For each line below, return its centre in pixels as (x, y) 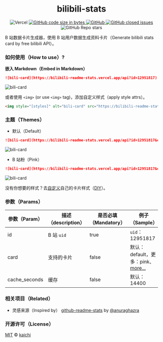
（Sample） (144, 223)
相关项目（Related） (29, 299)
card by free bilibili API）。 (31, 43)
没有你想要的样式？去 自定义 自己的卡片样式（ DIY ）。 (57, 188)
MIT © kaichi (18, 335)
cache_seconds (25, 280)
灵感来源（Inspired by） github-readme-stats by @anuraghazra (76, 310)
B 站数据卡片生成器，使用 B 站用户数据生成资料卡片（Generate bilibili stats (80, 37)
